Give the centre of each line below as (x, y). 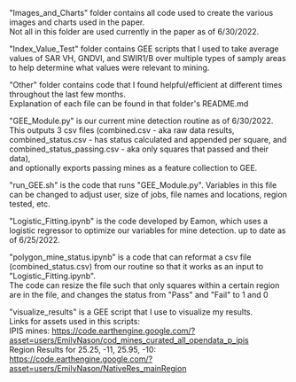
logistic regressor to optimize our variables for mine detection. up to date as (148, 230)
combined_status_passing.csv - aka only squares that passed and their (139, 149)
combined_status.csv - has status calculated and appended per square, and (148, 140)
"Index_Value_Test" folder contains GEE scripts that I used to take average (144, 49)
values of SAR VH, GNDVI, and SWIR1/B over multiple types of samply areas (148, 58)
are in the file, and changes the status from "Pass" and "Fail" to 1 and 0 (139, 295)
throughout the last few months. (68, 94)
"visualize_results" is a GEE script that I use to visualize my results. (131, 312)
